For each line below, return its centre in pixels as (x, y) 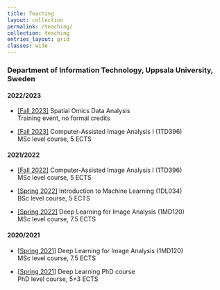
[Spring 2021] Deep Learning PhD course (76, 271)
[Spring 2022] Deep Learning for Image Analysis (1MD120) (101, 212)
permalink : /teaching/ (40, 26)
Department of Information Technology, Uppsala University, (110, 70)
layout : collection (35, 20)
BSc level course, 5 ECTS (53, 198)
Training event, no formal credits (64, 118)
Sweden (22, 78)
